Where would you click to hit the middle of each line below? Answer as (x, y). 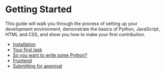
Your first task (27, 50)
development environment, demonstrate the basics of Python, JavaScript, (83, 29)
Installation (24, 44)
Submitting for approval (37, 66)
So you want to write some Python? (50, 55)
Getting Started (39, 9)
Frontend (22, 60)
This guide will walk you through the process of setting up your (72, 23)
